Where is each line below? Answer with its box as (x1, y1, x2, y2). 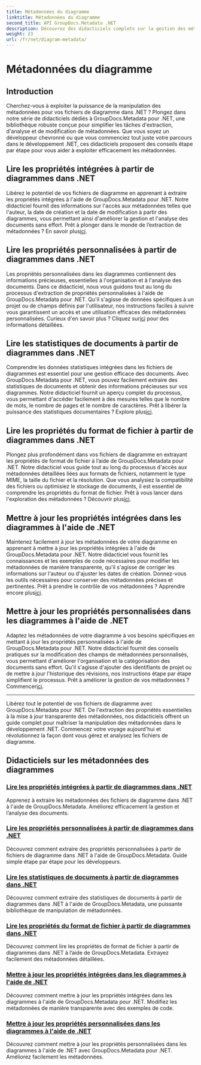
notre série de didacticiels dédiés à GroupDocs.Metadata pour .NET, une (6, 115, 185, 122)
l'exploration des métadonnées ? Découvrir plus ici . (6, 496, 132, 503)
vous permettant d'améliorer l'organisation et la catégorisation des (6, 657, 170, 664)
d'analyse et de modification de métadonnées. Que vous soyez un (6, 128, 169, 135)
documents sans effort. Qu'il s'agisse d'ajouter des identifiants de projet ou (6, 663, 192, 671)
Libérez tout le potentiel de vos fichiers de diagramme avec (6, 699, 153, 707)
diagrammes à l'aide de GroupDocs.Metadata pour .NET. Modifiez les (6, 998, 178, 1005)
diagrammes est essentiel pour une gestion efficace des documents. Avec (6, 370, 190, 378)
